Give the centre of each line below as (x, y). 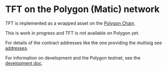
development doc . (24, 63)
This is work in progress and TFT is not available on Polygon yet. (72, 33)
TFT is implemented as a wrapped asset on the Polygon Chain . (70, 23)
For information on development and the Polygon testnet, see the (73, 58)
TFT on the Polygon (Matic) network (82, 9)
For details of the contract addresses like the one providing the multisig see (84, 43)
